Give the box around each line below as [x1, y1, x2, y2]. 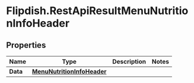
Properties [6, 40, 46, 50]
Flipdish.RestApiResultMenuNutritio [6, 4, 189, 18]
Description [112, 58, 147, 65]
